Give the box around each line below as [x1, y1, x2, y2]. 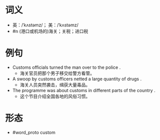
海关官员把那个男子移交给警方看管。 [19, 70, 95, 76]
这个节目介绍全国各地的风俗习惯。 [19, 93, 90, 99]
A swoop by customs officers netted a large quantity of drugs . [12, 76, 141, 82]
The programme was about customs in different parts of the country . [12, 87, 156, 93]
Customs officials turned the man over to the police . [12, 64, 121, 70]
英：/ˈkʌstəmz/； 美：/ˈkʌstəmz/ [12, 22, 78, 28]
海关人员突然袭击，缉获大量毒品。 [19, 82, 90, 88]
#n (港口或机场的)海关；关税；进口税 [12, 28, 88, 34]
